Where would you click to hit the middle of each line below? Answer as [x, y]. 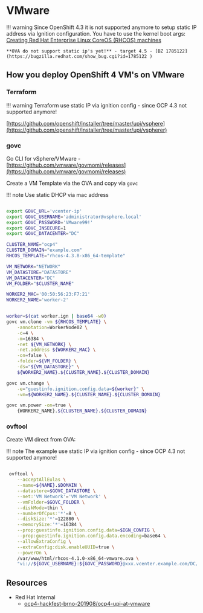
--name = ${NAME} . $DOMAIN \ [50, 486]
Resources [27, 583]
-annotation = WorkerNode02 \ [52, 327]
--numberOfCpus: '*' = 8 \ [47, 513]
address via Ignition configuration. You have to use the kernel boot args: [96, 33]
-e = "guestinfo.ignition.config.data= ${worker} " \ [81, 389]
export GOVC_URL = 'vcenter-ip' [44, 211]
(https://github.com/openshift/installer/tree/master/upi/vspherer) [87, 130]
